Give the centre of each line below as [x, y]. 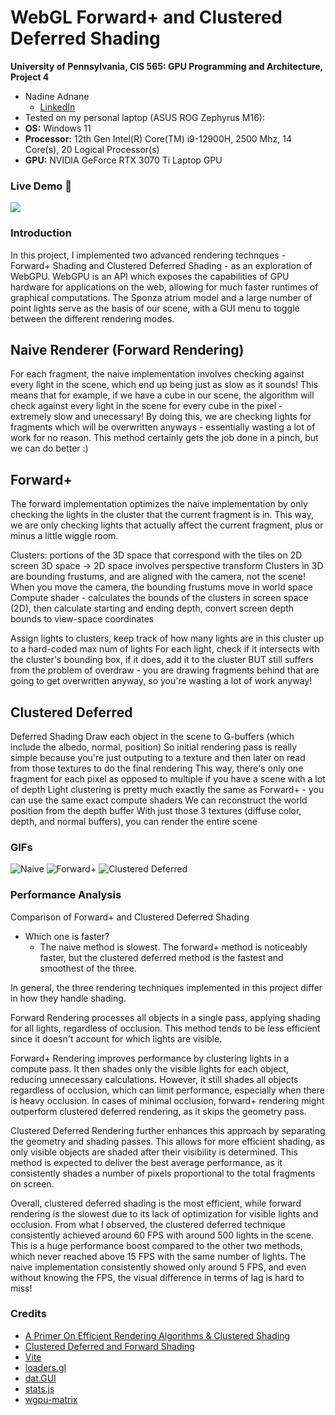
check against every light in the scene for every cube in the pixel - [146, 406]
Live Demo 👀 [41, 186]
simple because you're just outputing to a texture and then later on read [158, 757]
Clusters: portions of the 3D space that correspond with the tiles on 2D [156, 555]
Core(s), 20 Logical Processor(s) [92, 149]
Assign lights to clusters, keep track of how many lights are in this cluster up [167, 638]
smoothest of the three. [88, 968]
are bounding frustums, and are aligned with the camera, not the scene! [158, 577]
